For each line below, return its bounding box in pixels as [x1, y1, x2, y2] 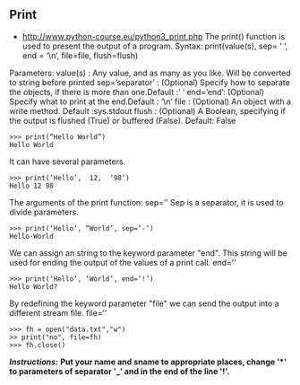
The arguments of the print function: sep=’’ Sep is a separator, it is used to [9, 197, 284, 207]
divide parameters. [9, 206, 79, 217]
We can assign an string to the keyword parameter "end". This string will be [9, 247, 288, 258]
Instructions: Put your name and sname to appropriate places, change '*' [9, 356, 287, 367]
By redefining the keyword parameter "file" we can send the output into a [9, 298, 279, 309]
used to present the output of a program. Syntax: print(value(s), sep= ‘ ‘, [21, 40, 288, 51]
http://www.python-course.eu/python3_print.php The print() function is [21, 31, 286, 41]
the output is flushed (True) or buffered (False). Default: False [9, 115, 236, 126]
